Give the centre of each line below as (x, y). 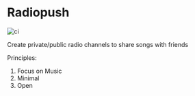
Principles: (22, 58)
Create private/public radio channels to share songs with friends (98, 44)
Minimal (28, 78)
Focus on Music (39, 71)
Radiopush (38, 13)
